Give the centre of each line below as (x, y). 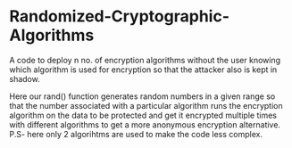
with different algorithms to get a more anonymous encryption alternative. (145, 124)
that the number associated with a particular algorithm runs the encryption (146, 105)
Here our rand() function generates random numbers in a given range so (142, 96)
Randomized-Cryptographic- (120, 16)
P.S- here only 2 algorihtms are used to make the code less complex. (136, 134)
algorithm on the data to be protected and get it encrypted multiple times (143, 115)
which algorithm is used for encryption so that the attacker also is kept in (143, 70)
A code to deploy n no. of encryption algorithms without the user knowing (145, 60)
